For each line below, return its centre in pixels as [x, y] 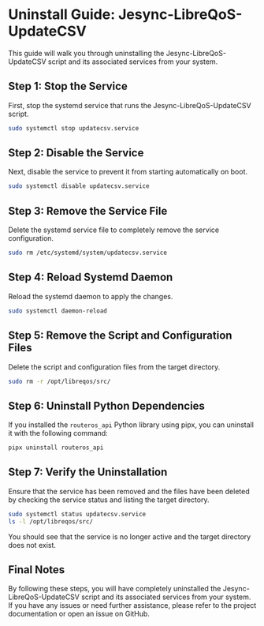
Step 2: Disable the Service [76, 153]
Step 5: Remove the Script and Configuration [120, 336]
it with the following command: [58, 433]
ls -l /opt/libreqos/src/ [50, 521]
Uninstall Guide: [62, 15]
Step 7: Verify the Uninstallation [88, 472]
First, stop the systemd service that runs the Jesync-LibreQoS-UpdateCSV [130, 105]
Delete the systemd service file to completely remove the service [113, 230]
